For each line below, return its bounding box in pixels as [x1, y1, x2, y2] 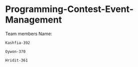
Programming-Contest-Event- [5, 3, 134, 15]
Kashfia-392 [5, 40, 30, 45]
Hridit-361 [5, 57, 28, 63]
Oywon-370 [5, 49, 26, 54]
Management [5, 14, 62, 25]
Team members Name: [5, 30, 53, 36]
